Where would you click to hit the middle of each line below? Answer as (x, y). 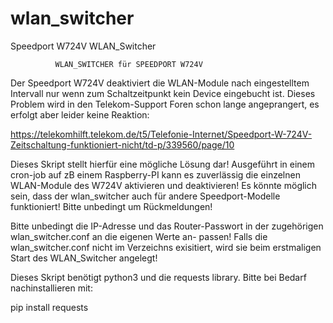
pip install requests (49, 307)
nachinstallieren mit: (51, 288)
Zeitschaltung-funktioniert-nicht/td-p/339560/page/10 (122, 144)
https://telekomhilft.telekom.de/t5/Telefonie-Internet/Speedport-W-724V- (161, 134)
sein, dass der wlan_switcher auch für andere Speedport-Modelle (145, 196)
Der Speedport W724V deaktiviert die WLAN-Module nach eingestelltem (160, 83)
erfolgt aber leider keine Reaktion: (80, 114)
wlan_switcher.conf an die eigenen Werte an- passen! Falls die (139, 236)
